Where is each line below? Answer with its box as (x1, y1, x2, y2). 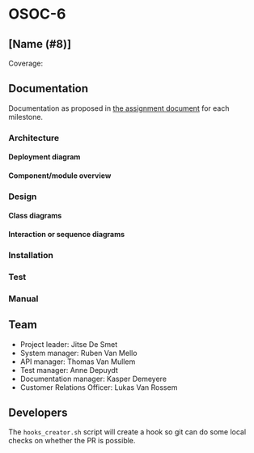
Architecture (8, 132, 60, 143)
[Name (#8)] (8, 37, 71, 51)
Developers (8, 406, 68, 419)
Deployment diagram (8, 152, 81, 162)
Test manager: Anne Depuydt (19, 365, 119, 375)
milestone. (8, 112, 43, 121)
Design (8, 191, 37, 202)
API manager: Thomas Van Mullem (19, 357, 136, 366)
